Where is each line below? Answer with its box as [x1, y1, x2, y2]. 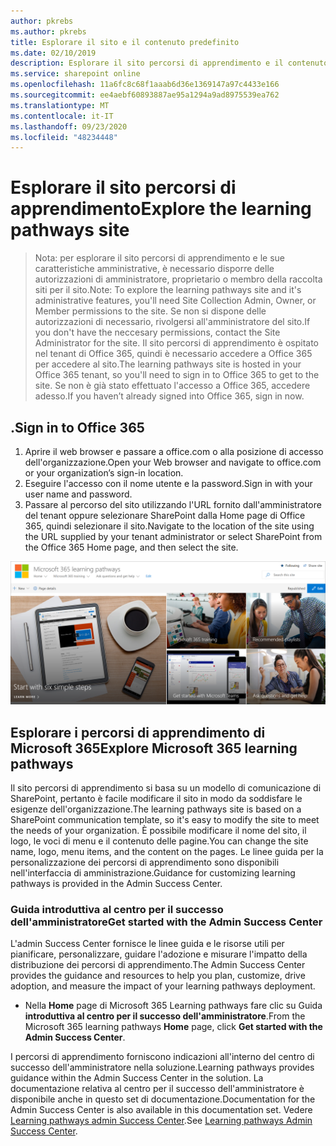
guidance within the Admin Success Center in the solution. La [10, 1072, 264, 1084]
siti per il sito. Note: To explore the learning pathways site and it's [34, 284, 302, 296]
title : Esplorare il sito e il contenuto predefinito [10, 37, 240, 47]
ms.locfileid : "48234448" [10, 132, 118, 142]
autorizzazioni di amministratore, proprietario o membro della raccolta [34, 273, 323, 285]
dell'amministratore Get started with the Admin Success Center [10, 915, 323, 929]
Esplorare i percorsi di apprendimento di [10, 724, 266, 741]
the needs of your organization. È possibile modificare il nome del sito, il [10, 825, 307, 837]
